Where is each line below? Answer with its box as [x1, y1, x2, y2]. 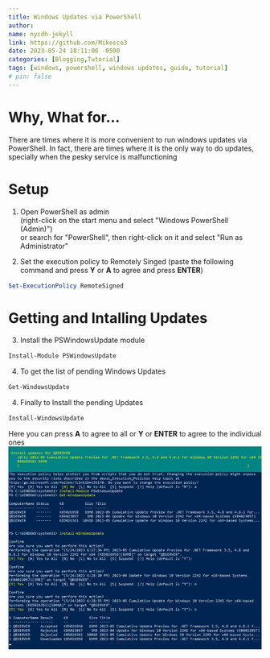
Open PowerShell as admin [19, 206, 110, 217]
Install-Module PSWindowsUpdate [8, 352, 117, 360]
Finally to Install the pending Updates [19, 398, 143, 408]
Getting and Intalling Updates [8, 308, 208, 327]
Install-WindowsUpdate [8, 415, 84, 423]
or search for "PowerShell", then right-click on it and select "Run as [19, 232, 243, 242]
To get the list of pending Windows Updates [19, 366, 166, 376]
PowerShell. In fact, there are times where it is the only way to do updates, [8, 143, 255, 153]
